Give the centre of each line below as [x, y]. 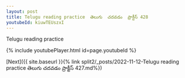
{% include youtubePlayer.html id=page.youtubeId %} [71, 50]
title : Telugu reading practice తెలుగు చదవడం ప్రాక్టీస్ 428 [77, 17]
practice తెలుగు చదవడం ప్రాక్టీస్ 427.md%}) [54, 68]
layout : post [22, 11]
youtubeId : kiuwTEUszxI [35, 22]
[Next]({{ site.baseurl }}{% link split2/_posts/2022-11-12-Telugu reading [92, 62]
